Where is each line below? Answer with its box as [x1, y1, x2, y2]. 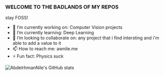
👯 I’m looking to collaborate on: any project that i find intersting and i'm [12, 35, 159, 41]
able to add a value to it [12, 40, 61, 46]
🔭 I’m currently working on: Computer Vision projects [12, 24, 123, 30]
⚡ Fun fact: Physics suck [12, 53, 64, 59]
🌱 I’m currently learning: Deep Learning [12, 30, 94, 36]
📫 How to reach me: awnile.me [12, 46, 78, 52]
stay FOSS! [5, 15, 29, 21]
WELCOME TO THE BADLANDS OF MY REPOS [5, 3, 119, 10]
